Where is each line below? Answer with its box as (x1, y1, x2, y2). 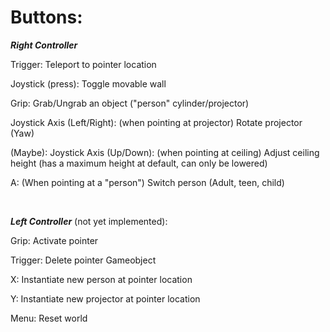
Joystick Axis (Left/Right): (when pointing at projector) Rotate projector (10, 116, 303, 128)
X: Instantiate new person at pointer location (10, 273, 193, 285)
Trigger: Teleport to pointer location (10, 58, 157, 70)
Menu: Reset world (10, 312, 88, 324)
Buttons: (10, 6, 83, 29)
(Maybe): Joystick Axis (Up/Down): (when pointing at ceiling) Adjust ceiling (10, 146, 320, 158)
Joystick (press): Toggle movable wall (10, 77, 167, 90)
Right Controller (10, 39, 78, 51)
